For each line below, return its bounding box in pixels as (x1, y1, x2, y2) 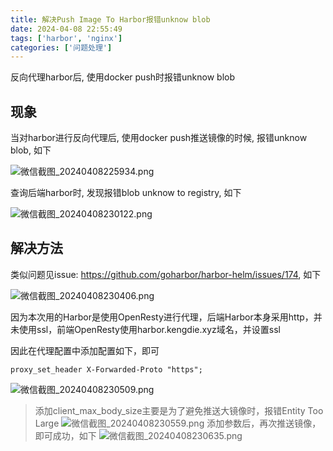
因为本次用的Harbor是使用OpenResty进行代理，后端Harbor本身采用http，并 (10, 311, 323, 323)
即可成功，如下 (34, 429, 97, 441)
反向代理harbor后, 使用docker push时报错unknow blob (10, 71, 236, 83)
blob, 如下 (10, 144, 52, 156)
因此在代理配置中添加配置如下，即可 (10, 344, 160, 356)
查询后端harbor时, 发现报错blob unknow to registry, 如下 (10, 187, 242, 199)
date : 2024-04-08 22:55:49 (10, 24, 123, 34)
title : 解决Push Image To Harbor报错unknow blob (10, 14, 211, 25)
